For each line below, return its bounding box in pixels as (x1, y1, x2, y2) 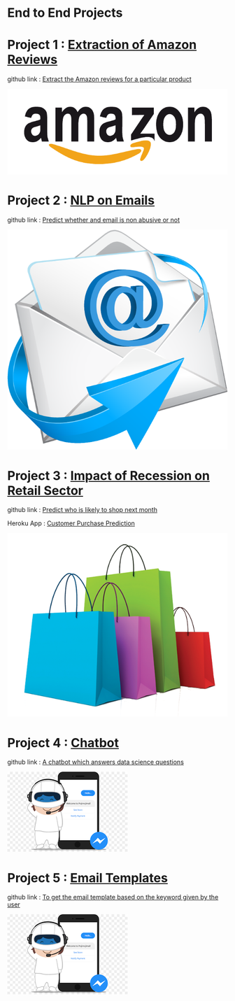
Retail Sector (7, 483, 84, 498)
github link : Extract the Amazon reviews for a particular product (7, 75, 192, 83)
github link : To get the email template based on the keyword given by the (7, 893, 219, 902)
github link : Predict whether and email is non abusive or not (7, 215, 180, 225)
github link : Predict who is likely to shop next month (7, 506, 157, 514)
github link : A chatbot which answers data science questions (7, 758, 184, 767)
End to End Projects (7, 5, 123, 21)
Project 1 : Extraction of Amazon (7, 37, 197, 53)
